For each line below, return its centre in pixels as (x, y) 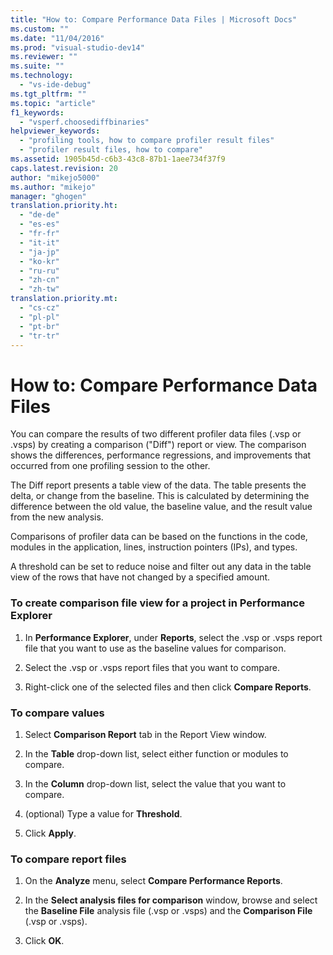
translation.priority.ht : (64, 206)
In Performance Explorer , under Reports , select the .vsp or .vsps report (173, 637)
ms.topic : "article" (53, 103)
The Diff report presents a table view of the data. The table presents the (158, 485)
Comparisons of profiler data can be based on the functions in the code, (159, 537)
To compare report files (68, 859)
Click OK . (44, 941)
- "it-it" (39, 242)
